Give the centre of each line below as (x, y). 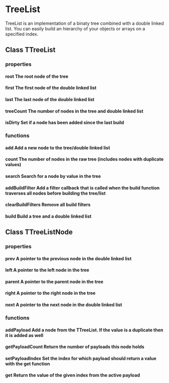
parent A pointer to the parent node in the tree (54, 281)
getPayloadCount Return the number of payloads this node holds (75, 347)
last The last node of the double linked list (50, 100)
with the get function (28, 364)
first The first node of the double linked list (51, 88)
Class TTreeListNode (39, 232)
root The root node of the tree (37, 76)
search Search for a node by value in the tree (53, 176)
